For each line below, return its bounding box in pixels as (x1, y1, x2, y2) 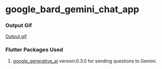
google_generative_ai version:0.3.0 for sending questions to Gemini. (12, 58, 157, 64)
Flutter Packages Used (5, 46, 63, 53)
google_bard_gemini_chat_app (5, 4, 139, 15)
